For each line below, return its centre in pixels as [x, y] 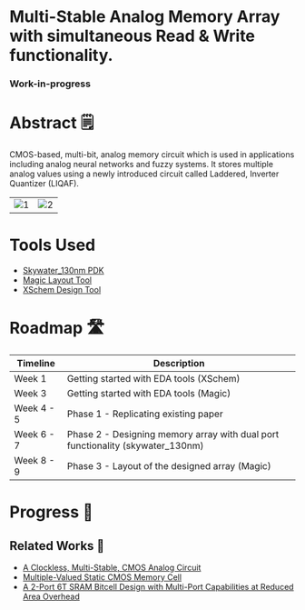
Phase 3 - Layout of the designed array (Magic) [169, 465]
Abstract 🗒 [52, 123]
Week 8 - [34, 460]
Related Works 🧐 [57, 546]
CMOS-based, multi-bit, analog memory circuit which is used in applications [152, 155]
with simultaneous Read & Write [133, 36]
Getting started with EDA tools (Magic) [149, 393]
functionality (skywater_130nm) [135, 445]
